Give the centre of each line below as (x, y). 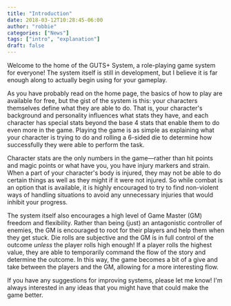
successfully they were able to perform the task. (76, 145)
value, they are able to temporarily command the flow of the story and (107, 252)
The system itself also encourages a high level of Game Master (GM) (104, 216)
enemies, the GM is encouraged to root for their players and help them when (116, 230)
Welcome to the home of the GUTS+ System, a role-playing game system (111, 65)
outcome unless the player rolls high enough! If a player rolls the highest (110, 245)
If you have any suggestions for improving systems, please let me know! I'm (115, 280)
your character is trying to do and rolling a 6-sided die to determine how (110, 137)
